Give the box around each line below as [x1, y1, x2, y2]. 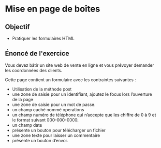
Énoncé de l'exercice [5, 49, 70, 58]
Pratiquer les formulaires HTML [12, 35, 75, 41]
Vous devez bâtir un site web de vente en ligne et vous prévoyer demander [5, 62, 155, 68]
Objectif [5, 23, 30, 31]
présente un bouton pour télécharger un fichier [12, 127, 106, 133]
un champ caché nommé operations [12, 106, 85, 112]
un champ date [12, 122, 43, 128]
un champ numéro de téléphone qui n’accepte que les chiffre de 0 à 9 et [12, 112, 156, 118]
